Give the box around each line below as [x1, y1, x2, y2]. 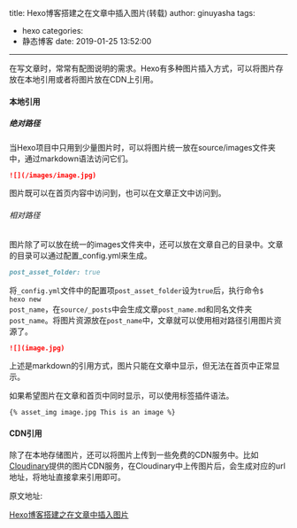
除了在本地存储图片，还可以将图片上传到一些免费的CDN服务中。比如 [9, 449, 259, 460]
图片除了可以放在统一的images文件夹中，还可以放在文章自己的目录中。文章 [9, 238, 284, 250]
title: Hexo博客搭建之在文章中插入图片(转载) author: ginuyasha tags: [9, 8, 256, 18]
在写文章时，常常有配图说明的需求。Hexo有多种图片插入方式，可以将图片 [9, 63, 276, 74]
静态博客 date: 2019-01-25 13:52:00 [21, 36, 152, 46]
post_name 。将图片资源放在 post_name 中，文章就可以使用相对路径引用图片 [9, 314, 274, 325]
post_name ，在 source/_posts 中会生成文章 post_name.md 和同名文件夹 [9, 304, 253, 314]
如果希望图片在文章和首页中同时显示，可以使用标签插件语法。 [9, 391, 234, 401]
